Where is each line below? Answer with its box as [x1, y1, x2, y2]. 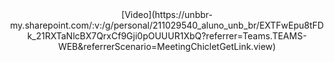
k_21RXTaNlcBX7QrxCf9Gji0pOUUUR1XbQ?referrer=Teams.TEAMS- [27, 30, 307, 42]
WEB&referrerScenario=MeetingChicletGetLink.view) [57, 41, 277, 52]
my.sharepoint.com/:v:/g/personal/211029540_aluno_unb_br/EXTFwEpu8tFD [10, 19, 324, 31]
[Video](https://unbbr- [121, 9, 213, 20]
